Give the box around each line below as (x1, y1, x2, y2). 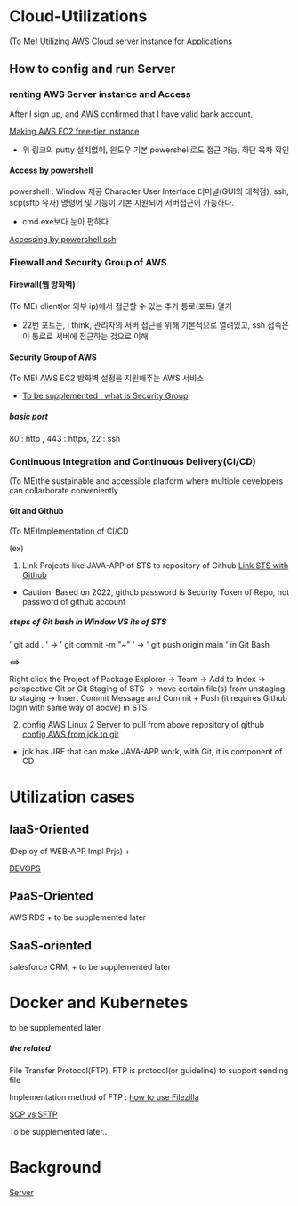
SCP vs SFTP (9, 1109, 58, 1120)
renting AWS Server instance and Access (9, 88, 191, 101)
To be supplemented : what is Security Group (21, 390, 189, 402)
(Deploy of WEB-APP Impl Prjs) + (9, 845, 131, 856)
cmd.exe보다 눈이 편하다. (21, 216, 111, 226)
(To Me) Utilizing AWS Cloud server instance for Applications (9, 36, 233, 46)
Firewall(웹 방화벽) (9, 279, 76, 290)
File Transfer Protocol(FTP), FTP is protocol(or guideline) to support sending (9, 1065, 289, 1076)
